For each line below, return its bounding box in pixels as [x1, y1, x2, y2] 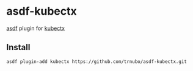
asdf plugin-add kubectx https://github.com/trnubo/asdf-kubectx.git [6, 58, 188, 65]
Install [6, 42, 31, 53]
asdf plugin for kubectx [6, 24, 65, 32]
